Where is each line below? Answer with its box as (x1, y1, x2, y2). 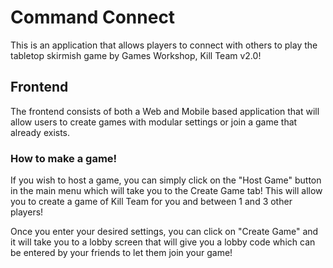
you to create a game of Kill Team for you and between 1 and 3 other (10, 196, 293, 208)
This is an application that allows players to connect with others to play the (10, 39, 318, 51)
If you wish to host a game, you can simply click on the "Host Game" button (10, 174, 322, 186)
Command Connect (10, 6, 176, 29)
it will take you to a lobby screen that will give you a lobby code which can (10, 236, 316, 248)
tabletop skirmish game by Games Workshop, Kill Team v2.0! (10, 49, 262, 61)
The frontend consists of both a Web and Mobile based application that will (10, 105, 320, 117)
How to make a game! (10, 151, 118, 165)
